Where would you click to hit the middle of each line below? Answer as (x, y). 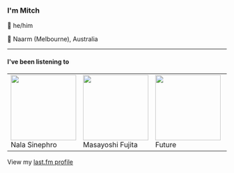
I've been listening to (38, 61)
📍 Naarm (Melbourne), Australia (53, 39)
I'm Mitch (24, 10)
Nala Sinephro (34, 144)
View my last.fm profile (40, 162)
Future (166, 144)
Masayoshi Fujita (110, 144)
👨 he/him (20, 26)
